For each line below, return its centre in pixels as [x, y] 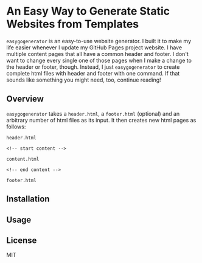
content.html [23, 159]
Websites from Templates [73, 24]
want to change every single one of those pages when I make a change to [99, 60]
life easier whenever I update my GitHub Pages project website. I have [94, 47]
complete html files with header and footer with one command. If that [93, 73]
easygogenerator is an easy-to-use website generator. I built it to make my [99, 41]
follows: [16, 127]
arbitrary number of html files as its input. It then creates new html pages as [101, 120]
